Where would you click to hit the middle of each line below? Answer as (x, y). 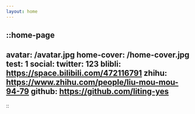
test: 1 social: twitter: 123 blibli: (64, 64)
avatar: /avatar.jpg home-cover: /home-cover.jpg (98, 55)
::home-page (30, 35)
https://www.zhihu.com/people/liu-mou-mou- (93, 82)
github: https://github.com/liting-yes (100, 91)
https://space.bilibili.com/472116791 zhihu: (87, 73)
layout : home (22, 11)
